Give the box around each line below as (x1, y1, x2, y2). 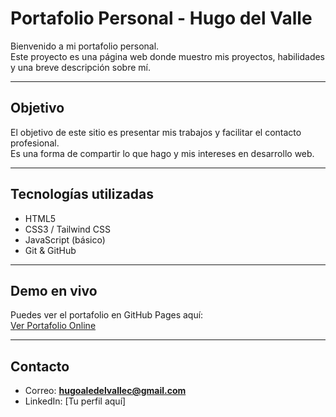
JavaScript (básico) (24, 233, 106, 246)
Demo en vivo (10, 282, 98, 299)
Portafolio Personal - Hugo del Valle (10, 7, 313, 30)
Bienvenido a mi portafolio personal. (10, 40, 160, 52)
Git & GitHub (24, 244, 77, 256)
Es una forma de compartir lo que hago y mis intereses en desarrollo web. (10, 147, 315, 159)
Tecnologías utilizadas (10, 186, 154, 203)
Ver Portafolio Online (10, 320, 97, 332)
